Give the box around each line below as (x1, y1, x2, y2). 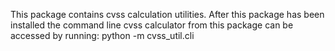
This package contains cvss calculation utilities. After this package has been (10, 9, 325, 20)
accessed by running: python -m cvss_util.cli (10, 30, 195, 41)
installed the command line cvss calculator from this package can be (10, 19, 294, 31)
